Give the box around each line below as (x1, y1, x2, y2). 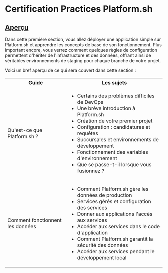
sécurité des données (77, 242, 128, 248)
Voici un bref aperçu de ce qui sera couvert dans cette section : (5, 67, 136, 73)
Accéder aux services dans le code (77, 223, 160, 230)
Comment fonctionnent (7, 217, 62, 223)
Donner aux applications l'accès (77, 211, 153, 217)
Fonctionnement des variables (77, 149, 148, 155)
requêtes (77, 130, 98, 137)
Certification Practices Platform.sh (5, 3, 153, 15)
